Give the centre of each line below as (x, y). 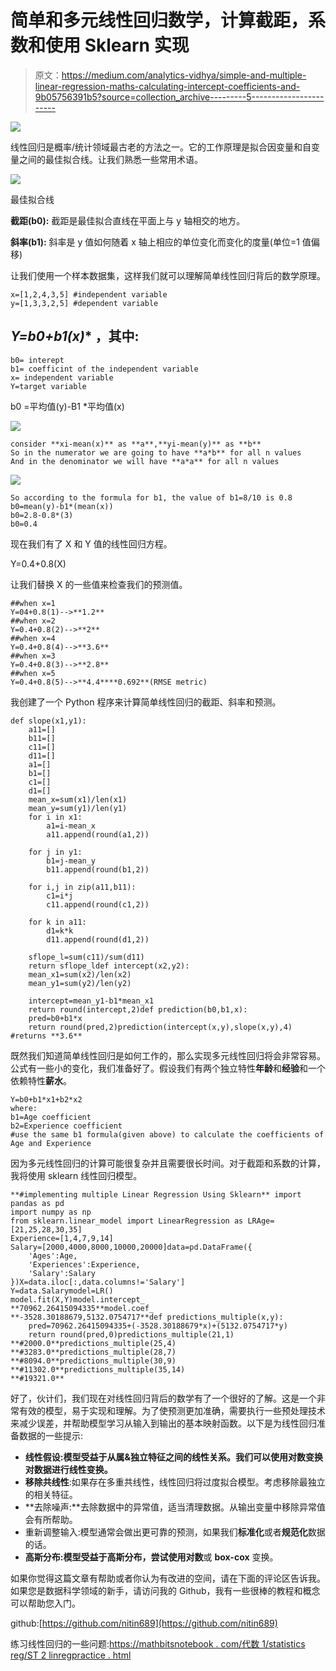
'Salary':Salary (62, 1273)
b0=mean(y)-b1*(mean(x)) (62, 506)
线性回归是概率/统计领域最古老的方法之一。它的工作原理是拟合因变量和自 (161, 147)
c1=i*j (60, 896)
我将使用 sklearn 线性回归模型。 (76, 1175)
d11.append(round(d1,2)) (98, 939)
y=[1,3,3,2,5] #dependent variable (84, 303)
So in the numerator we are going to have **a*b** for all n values (156, 452)
